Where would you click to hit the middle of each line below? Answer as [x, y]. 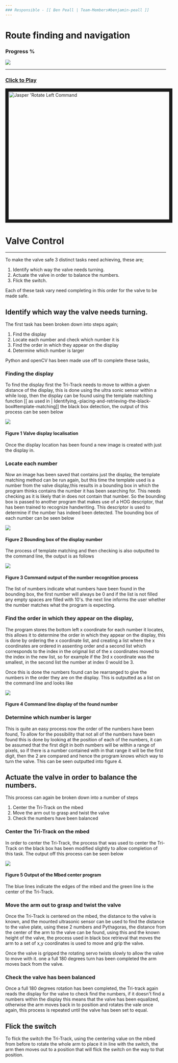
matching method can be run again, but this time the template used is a [80, 480]
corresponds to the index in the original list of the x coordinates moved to [82, 651]
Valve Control [35, 241]
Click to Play [21, 80]
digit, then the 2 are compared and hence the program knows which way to [84, 756]
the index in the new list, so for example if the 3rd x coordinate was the [80, 657]
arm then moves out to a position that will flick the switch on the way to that [85, 1050]
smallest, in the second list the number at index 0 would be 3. [70, 662]
